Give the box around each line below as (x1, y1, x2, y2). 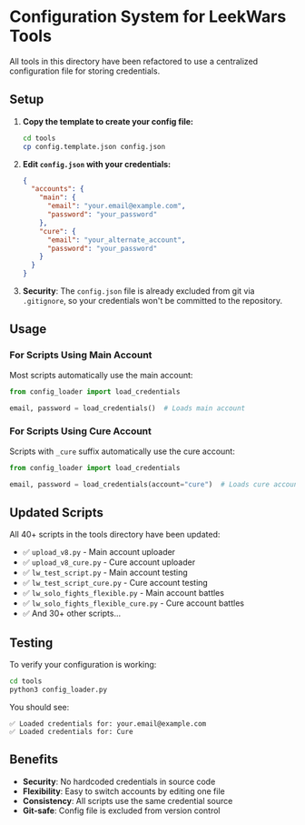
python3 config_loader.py (9, 685, 107, 694)
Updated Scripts (9, 505, 104, 520)
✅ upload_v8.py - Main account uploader (22, 547, 175, 558)
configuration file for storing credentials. (9, 65, 161, 76)
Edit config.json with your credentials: (22, 158, 171, 169)
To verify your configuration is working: (9, 659, 157, 670)
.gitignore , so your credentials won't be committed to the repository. (22, 296, 283, 306)
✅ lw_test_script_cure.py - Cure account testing (22, 578, 209, 589)
